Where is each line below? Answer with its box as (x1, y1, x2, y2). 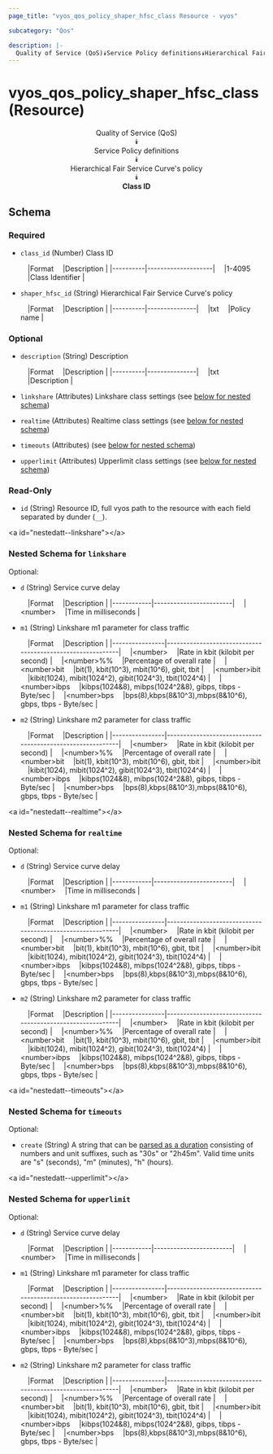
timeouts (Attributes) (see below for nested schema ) (19, 440, 197, 450)
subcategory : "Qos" (8, 26, 75, 35)
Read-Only (8, 485, 53, 496)
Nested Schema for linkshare (8, 548, 127, 560)
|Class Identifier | (27, 272, 85, 282)
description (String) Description (19, 351, 128, 361)
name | (19, 312, 44, 322)
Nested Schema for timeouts (8, 1106, 123, 1117)
